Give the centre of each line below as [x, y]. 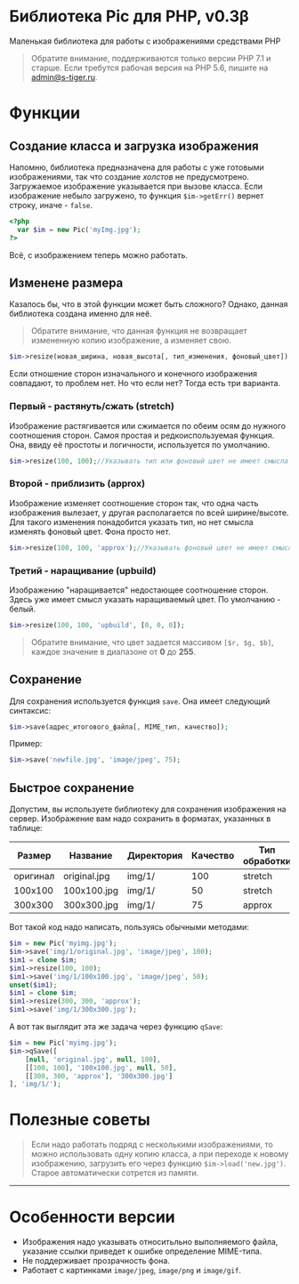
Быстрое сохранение [72, 788]
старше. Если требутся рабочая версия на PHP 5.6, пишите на [149, 68]
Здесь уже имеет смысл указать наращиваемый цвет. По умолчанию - [145, 599]
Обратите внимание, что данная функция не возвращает [139, 331]
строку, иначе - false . [51, 205]
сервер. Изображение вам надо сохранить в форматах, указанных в [140, 819]
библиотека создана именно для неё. [81, 314]
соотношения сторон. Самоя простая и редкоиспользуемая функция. [142, 435]
